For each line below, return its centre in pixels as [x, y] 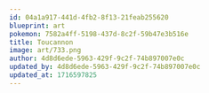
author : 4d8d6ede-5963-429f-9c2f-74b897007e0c [97, 58]
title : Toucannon [41, 42]
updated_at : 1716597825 [53, 75]
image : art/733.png [45, 50]
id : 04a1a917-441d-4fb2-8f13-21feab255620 [89, 17]
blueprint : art [37, 26]
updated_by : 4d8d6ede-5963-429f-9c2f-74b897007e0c [105, 67]
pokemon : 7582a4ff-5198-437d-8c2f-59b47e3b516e [99, 34]
